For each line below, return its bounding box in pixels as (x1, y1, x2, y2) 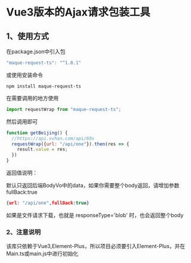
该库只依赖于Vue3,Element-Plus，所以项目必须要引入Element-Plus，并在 (6, 243, 186, 250)
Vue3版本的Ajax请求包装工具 (6, 5, 151, 19)
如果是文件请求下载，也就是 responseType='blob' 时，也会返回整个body (6, 211, 184, 218)
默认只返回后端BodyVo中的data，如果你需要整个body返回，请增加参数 (6, 182, 180, 188)
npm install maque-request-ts (6, 83, 82, 89)
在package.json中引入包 (6, 48, 66, 55)
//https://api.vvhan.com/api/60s (11, 135, 95, 141)
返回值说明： (6, 169, 38, 176)
